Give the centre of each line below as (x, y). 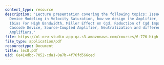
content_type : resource (29, 10)
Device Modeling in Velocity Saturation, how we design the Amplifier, (84, 19)
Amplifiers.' (23, 32)
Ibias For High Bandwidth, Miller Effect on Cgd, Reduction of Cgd (80, 23)
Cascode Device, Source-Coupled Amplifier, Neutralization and (75, 28)
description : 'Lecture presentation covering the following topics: (76, 14)
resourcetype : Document (29, 46)
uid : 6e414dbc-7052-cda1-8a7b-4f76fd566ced (50, 55)
